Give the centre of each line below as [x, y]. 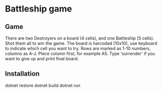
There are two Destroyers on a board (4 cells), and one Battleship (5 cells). [80, 38]
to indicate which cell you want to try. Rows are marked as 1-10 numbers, [78, 48]
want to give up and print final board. [42, 59]
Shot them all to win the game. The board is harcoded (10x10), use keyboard [81, 43]
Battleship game [39, 9]
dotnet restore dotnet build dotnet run [43, 85]
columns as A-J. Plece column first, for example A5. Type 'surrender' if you [80, 53]
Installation [22, 74]
